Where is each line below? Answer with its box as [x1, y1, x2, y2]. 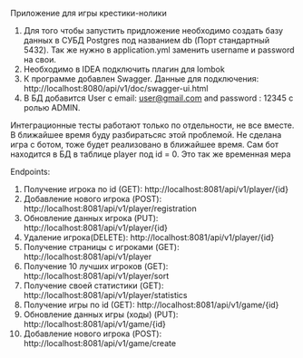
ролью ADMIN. [23, 102, 81, 112]
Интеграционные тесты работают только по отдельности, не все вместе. [10, 120, 295, 131]
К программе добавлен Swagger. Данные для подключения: [23, 73, 259, 84]
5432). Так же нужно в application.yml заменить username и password [23, 44, 295, 55]
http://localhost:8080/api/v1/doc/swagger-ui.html [23, 83, 209, 93]
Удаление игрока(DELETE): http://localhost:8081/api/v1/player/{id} [23, 232, 275, 243]
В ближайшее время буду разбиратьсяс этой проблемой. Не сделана [10, 130, 282, 140]
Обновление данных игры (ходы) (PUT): [23, 309, 179, 320]
